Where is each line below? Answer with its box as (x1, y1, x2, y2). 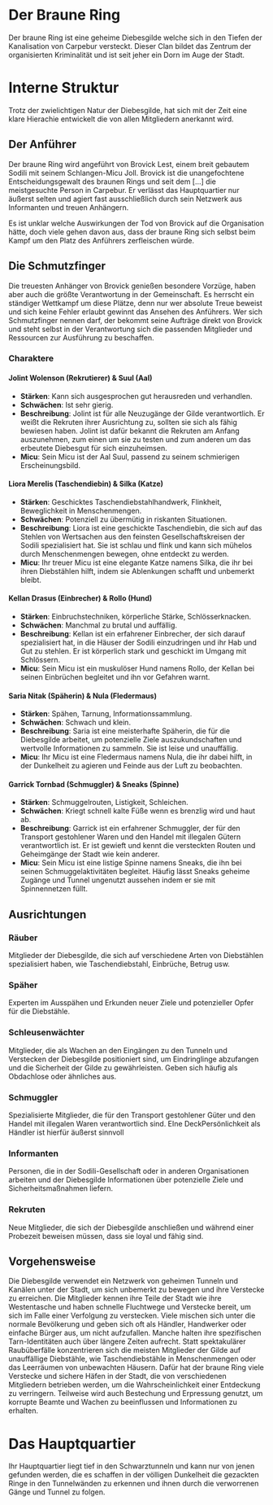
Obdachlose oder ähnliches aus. (8, 1071, 117, 1081)
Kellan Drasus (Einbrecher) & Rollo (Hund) (8, 593, 153, 603)
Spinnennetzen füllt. (19, 884, 88, 894)
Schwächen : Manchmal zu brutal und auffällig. (19, 620, 177, 630)
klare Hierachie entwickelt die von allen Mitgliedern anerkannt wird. (8, 114, 234, 124)
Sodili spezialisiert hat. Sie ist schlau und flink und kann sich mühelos (19, 540, 253, 550)
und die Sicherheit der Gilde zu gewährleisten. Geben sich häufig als (8, 1062, 238, 1072)
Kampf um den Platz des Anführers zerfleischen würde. (8, 235, 195, 245)
